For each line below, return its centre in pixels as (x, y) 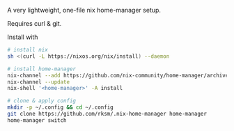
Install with (23, 37)
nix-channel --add (34, 75)
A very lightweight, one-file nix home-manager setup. (84, 10)
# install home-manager (42, 69)
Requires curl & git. (34, 23)
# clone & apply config (42, 101)
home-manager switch (37, 120)
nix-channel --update (39, 82)
